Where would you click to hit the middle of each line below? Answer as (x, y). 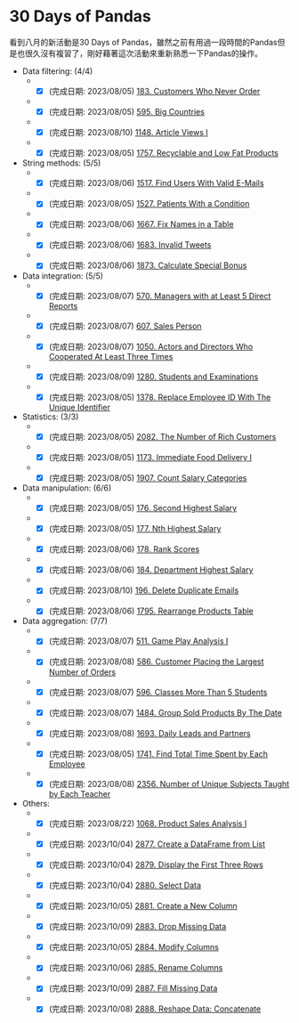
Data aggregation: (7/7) (65, 621)
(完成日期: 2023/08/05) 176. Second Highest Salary (143, 508)
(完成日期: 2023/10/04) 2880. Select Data (125, 885)
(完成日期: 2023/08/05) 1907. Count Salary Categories (148, 477)
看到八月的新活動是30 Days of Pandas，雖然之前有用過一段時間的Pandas (143, 42)
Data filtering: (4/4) (57, 71)
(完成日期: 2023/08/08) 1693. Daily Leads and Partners (149, 733)
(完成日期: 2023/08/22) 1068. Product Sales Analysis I (148, 823)
